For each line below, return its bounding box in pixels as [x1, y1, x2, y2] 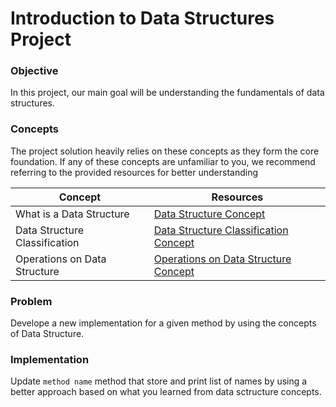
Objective [10, 64, 59, 78]
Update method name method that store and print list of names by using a [10, 375, 308, 387]
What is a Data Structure [15, 207, 130, 221]
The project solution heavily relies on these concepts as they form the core [10, 145, 320, 157]
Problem [10, 294, 53, 308]
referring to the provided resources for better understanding [10, 166, 259, 178]
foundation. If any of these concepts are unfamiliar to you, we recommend [10, 155, 316, 167]
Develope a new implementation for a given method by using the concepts [10, 317, 317, 329]
